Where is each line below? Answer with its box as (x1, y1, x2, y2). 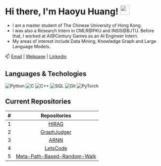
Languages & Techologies (5, 70, 87, 78)
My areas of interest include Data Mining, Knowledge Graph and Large (12, 38, 157, 44)
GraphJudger (40, 128, 72, 135)
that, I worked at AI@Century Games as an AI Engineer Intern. (12, 33, 139, 39)
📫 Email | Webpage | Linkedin (5, 53, 67, 59)
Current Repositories (5, 97, 71, 106)
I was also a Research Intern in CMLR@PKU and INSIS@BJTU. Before (12, 27, 155, 33)
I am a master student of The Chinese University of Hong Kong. (12, 22, 142, 28)
